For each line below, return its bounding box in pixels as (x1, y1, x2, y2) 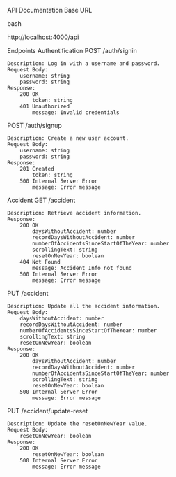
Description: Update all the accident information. (7, 303, 160, 310)
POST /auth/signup (7, 122, 63, 129)
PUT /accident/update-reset (7, 407, 88, 415)
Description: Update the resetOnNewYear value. (7, 420, 148, 427)
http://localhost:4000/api (7, 33, 79, 41)
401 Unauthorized (19, 103, 70, 110)
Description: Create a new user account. (7, 135, 129, 142)
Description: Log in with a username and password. (7, 60, 160, 67)
